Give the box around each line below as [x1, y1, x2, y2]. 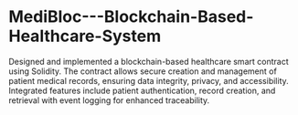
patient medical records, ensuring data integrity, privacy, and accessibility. [8, 75, 289, 86]
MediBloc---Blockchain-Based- [8, 6, 254, 27]
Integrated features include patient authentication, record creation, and [8, 85, 276, 96]
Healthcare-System [8, 26, 162, 47]
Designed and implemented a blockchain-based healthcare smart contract [8, 56, 289, 67]
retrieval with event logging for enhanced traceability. [8, 94, 210, 106]
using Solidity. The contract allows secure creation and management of [8, 66, 278, 77]
